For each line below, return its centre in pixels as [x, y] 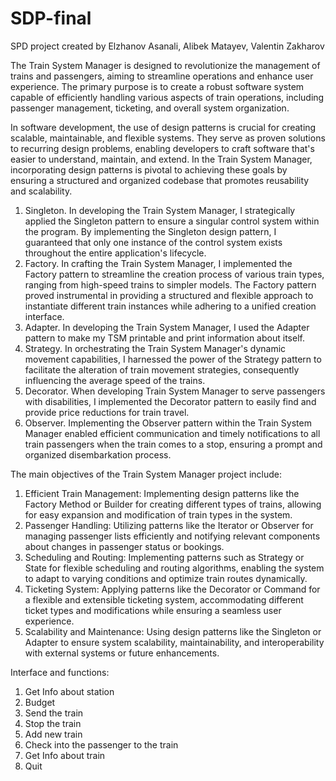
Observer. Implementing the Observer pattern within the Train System [168, 423]
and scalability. [41, 191]
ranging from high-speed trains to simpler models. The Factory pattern [170, 284]
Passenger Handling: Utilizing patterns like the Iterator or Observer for [169, 525]
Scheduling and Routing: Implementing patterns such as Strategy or [164, 557]
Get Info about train [65, 755]
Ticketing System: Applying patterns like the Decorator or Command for [172, 589]
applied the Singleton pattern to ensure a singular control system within [172, 221]
